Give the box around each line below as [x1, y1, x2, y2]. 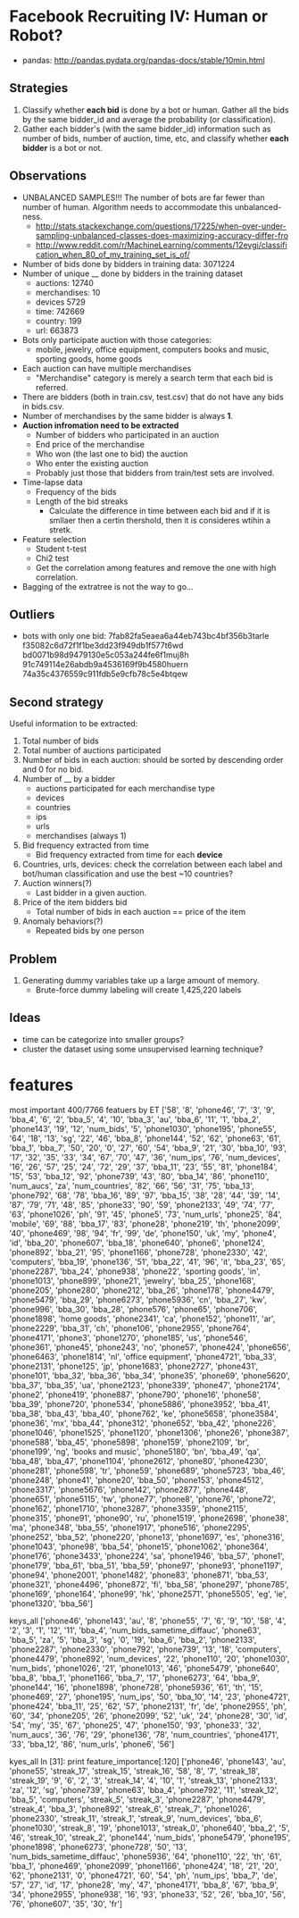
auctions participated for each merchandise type [35, 783, 216, 794]
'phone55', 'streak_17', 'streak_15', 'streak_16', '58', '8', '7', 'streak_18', [9, 1765, 261, 1776]
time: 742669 [35, 306, 85, 316]
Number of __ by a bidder [21, 774, 116, 784]
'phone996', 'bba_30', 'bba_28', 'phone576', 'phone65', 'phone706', [9, 1303, 258, 1314]
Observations [9, 168, 87, 184]
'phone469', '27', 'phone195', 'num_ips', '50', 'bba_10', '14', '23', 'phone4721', [9, 1691, 290, 1702]
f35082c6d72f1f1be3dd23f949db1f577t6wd [21, 641, 184, 651]
